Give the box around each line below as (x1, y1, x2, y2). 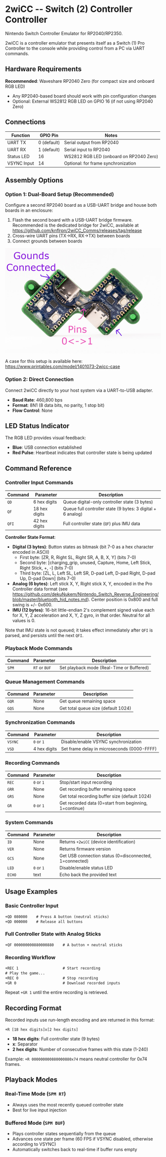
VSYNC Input (7, 160, 35, 167)
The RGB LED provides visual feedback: (5, 435, 86, 441)
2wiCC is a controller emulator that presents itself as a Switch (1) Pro (5, 40, 145, 46)
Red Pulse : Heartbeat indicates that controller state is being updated (12, 450, 152, 456)
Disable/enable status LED (59, 865, 113, 871)
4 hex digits (33, 746, 57, 752)
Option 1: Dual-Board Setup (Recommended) (5, 191, 114, 198)
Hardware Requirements (5, 65, 82, 73)
